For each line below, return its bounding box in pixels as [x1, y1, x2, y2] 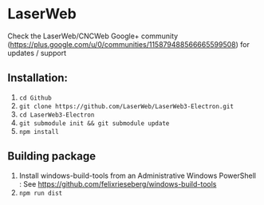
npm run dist [18, 189, 63, 197]
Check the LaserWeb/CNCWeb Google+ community [7, 31, 179, 41]
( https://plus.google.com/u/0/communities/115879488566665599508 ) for [7, 39, 250, 49]
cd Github [18, 93, 53, 102]
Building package [7, 149, 97, 164]
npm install [18, 128, 59, 136]
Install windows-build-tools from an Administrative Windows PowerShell [18, 171, 257, 180]
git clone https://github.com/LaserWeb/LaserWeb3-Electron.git [18, 102, 234, 110]
